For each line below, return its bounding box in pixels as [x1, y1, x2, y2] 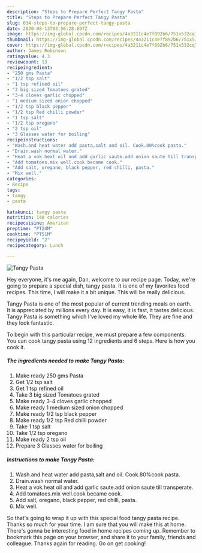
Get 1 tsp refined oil [15, 385, 64, 392]
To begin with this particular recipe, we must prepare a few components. [7, 331, 186, 338]
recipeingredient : [7, 64, 53, 71]
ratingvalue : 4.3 [7, 53, 50, 59]
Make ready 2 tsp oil [15, 436, 67, 443]
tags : [7, 187, 20, 193]
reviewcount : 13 [7, 59, 47, 65]
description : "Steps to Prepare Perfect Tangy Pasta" [7, 8, 144, 15]
